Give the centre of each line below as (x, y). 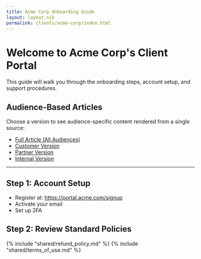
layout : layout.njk (31, 17)
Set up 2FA (28, 210)
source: (16, 128)
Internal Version (34, 159)
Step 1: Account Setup (48, 183)
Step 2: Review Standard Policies (69, 229)
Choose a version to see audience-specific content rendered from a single (98, 122)
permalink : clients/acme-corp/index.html (59, 23)
